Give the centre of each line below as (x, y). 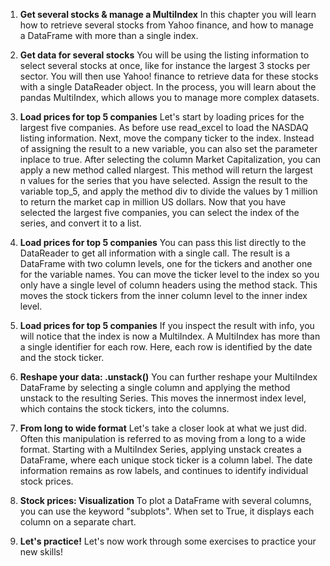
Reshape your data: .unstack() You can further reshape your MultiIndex (168, 377)
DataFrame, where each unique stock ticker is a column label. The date (166, 460)
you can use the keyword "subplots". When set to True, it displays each (167, 511)
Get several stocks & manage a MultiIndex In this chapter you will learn (168, 14)
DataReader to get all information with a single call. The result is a (155, 253)
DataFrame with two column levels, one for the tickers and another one (166, 263)
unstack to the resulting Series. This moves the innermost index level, (163, 398)
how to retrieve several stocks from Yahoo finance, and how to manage (166, 25)
